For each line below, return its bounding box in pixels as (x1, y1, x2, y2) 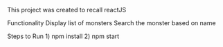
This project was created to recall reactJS (7, 6, 127, 14)
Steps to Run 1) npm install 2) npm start (7, 32, 120, 40)
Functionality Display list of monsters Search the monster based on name (7, 19, 216, 27)
